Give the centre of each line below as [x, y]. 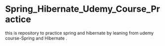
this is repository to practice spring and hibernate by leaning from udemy [80, 33]
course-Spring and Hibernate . [36, 38]
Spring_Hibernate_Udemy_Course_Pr [83, 9]
